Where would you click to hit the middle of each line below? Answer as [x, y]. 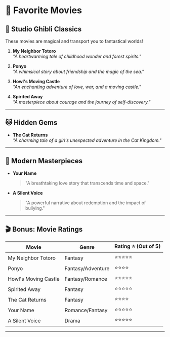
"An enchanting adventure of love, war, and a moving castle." [77, 87]
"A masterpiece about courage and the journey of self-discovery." [81, 102]
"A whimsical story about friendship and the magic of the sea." [78, 71]
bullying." [35, 208]
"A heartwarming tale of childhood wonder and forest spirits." [77, 56]
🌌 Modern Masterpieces [44, 161]
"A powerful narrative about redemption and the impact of [86, 203]
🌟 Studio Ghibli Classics [44, 29]
